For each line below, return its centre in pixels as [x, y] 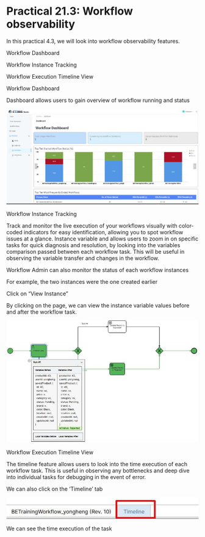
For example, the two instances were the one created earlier [82, 282]
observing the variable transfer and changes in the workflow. [83, 258]
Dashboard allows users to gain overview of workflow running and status [98, 100]
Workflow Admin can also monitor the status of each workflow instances [98, 270]
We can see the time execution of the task [59, 528]
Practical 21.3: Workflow [70, 11]
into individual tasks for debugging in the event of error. [76, 477]
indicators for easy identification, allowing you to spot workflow [103, 232]
